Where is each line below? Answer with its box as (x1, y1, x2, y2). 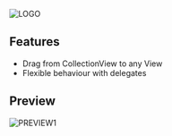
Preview (9, 94, 56, 109)
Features (9, 34, 60, 49)
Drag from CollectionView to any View (21, 58, 163, 69)
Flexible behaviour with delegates (21, 67, 147, 78)
